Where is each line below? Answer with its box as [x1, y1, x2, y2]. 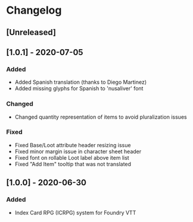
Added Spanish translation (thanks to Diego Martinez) [14, 78, 147, 86]
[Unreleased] [6, 27, 57, 37]
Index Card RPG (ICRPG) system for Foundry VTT [14, 209, 136, 216]
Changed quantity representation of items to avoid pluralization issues [14, 113, 187, 120]
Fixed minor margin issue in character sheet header [14, 148, 142, 155]
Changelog [6, 4, 62, 17]
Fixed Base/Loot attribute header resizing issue [14, 141, 131, 148]
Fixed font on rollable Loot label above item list [14, 154, 129, 161]
